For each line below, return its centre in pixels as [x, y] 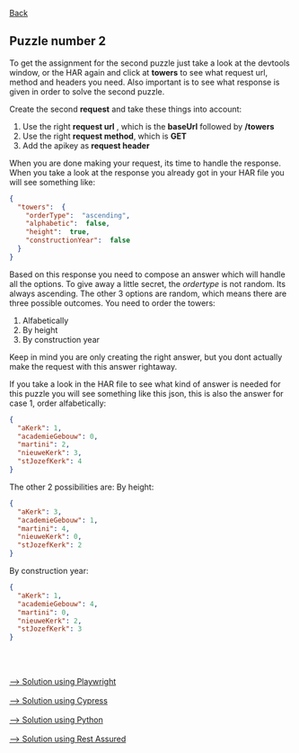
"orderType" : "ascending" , [78, 215]
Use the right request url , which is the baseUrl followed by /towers [148, 126]
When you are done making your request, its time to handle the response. [145, 163]
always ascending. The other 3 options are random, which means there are [148, 293]
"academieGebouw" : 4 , [58, 604]
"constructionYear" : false [78, 241]
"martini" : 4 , [44, 529]
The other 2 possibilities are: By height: [82, 487]
